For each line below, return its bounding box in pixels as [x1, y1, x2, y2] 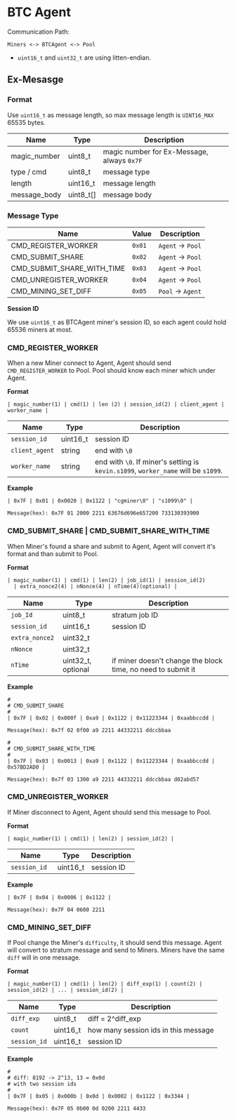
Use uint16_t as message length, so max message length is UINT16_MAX [7, 110, 214, 119]
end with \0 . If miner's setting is [94, 457, 199, 467]
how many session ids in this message [87, 1026, 214, 1035]
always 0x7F [103, 155, 143, 165]
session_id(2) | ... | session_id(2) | [7, 987, 124, 994]
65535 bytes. [7, 118, 46, 126]
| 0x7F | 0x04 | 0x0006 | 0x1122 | [7, 894, 112, 901]
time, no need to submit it [112, 664, 195, 674]
